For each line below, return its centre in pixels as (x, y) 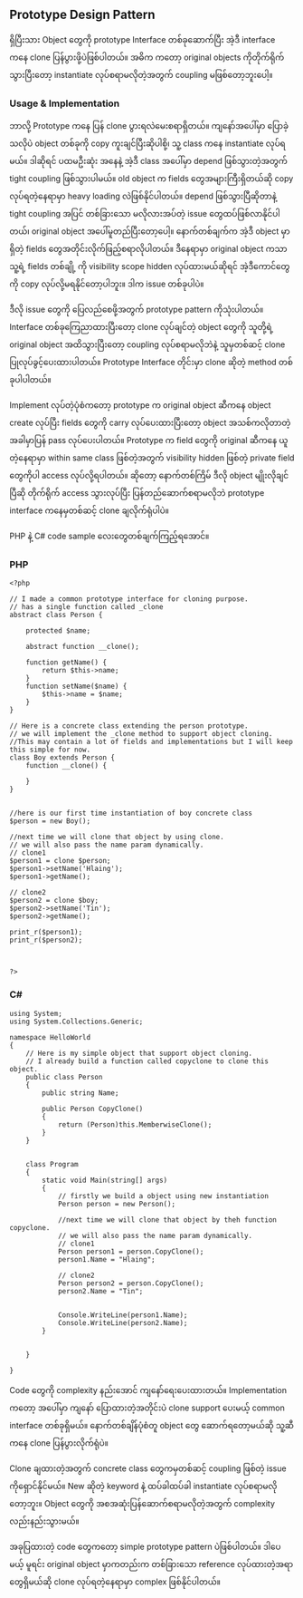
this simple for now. (50, 750)
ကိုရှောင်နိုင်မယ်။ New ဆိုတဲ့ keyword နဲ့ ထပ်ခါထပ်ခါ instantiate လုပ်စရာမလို (143, 1486)
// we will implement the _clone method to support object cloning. (141, 734)
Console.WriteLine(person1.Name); (123, 1315)
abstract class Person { (56, 615)
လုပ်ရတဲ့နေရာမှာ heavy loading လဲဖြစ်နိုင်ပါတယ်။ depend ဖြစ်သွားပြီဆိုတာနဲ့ (143, 196)
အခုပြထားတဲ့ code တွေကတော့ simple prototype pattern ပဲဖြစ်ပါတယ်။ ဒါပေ (145, 1546)
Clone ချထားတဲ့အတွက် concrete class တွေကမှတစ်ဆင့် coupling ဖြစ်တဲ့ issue (148, 1468)
